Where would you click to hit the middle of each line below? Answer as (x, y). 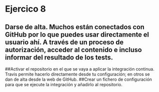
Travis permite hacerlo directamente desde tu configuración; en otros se (78, 74)
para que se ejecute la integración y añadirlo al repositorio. (64, 84)
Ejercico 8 (25, 9)
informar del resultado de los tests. (59, 57)
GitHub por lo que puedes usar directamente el (77, 34)
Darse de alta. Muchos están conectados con (75, 27)
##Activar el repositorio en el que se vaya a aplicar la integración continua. (80, 69)
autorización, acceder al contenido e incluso (73, 50)
